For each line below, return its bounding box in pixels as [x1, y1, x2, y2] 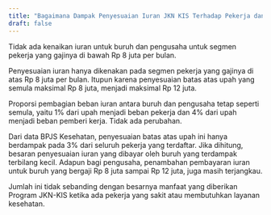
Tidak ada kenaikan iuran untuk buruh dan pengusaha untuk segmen [8, 41, 236, 51]
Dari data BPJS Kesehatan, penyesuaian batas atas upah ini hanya [8, 131, 228, 141]
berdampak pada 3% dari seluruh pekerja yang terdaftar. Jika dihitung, [8, 140, 244, 150]
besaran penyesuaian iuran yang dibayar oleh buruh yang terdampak [8, 149, 238, 158]
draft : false [8, 19, 52, 27]
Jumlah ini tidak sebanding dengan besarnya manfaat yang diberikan [8, 181, 238, 191]
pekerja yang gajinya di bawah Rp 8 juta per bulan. [8, 50, 177, 60]
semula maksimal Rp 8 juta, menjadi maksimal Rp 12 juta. [8, 82, 198, 93]
